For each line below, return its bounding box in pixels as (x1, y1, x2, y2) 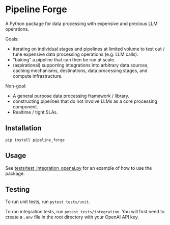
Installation (5, 124, 42, 132)
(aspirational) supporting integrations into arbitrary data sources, (12, 62, 149, 68)
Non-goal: (5, 83, 27, 89)
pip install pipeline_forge (5, 137, 65, 143)
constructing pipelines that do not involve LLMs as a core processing (12, 98, 158, 104)
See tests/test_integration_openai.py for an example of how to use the (5, 165, 152, 171)
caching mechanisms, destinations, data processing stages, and (12, 67, 148, 74)
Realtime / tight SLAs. (12, 109, 59, 115)
